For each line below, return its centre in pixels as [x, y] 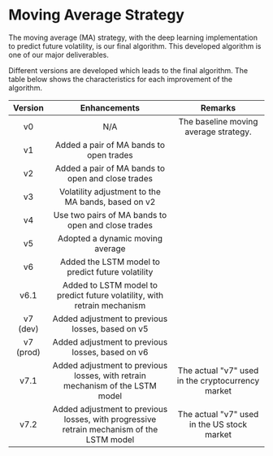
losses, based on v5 [110, 328]
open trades [110, 154]
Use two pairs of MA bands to [110, 215]
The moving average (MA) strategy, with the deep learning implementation [133, 37]
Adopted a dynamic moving [110, 238]
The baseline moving [218, 121]
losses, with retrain [110, 376]
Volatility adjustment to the [110, 191]
